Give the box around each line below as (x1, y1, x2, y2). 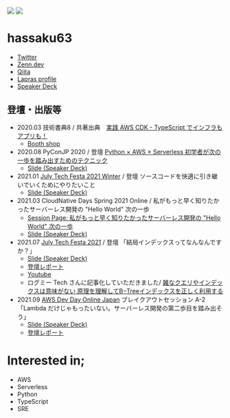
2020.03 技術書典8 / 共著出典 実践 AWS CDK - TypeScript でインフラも (16, 123, 223, 132)
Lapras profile (16, 75, 57, 84)
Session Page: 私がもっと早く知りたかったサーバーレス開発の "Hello (27, 213, 221, 221)
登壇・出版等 (7, 103, 62, 115)
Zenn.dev (16, 60, 45, 69)
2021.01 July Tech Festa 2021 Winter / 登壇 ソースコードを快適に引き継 (16, 172, 218, 180)
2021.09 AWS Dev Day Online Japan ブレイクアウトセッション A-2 (16, 295, 206, 304)
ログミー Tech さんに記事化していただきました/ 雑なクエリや (27, 278, 199, 286)
